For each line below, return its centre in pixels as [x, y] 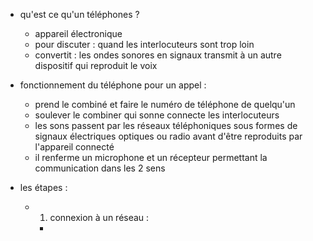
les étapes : [43, 187]
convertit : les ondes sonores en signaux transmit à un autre [158, 55]
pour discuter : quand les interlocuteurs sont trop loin [144, 44]
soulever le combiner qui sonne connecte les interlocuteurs [157, 115]
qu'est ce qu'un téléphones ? [79, 14]
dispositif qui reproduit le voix [96, 65]
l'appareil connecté [74, 147]
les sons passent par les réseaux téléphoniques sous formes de [166, 125]
